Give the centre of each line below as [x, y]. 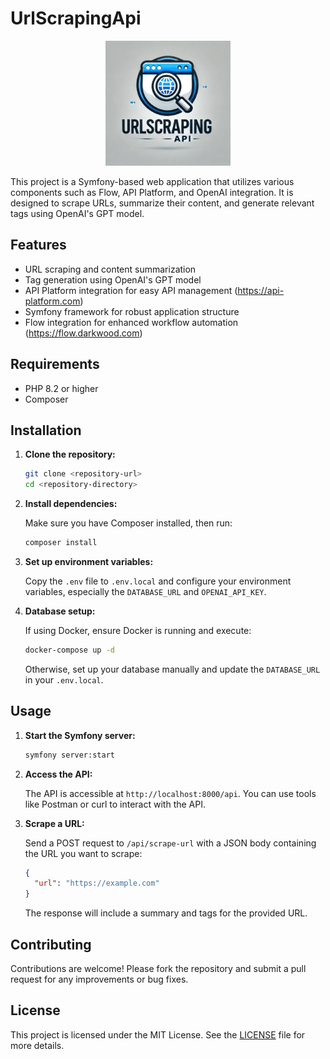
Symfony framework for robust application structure [132, 311]
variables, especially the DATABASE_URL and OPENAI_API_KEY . [145, 591]
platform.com [52, 301]
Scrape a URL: [54, 823]
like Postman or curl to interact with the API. [115, 804]
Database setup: [60, 611]
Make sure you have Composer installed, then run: [128, 523]
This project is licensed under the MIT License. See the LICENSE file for [158, 1034]
